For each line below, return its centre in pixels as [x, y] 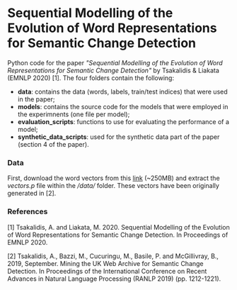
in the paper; [36, 99]
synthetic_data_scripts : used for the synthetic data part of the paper [118, 137]
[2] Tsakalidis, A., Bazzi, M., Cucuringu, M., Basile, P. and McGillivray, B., [113, 256]
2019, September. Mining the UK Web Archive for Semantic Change [105, 263]
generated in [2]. [32, 194]
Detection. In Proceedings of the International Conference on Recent [107, 271]
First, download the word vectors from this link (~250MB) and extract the [114, 178]
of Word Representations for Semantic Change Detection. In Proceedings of [118, 235]
